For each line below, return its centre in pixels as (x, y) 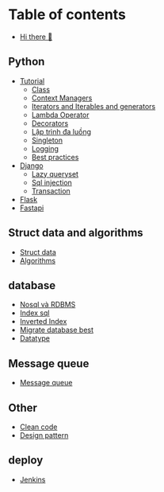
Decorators (50, 123)
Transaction (51, 191)
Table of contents (67, 15)
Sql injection (52, 182)
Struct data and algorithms (76, 233)
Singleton (47, 140)
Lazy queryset (55, 174)
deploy (26, 461)
